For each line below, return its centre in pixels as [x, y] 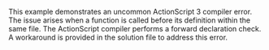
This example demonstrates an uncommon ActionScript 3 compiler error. [130, 12]
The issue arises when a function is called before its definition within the [129, 20]
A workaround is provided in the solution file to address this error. [118, 37]
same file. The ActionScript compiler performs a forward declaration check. [135, 29]
